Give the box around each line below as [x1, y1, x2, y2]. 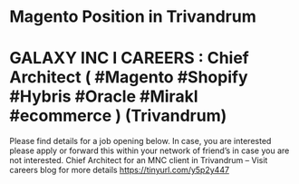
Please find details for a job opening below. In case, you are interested [9, 136, 272, 147]
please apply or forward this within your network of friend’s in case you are [9, 145, 290, 156]
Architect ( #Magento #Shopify [9, 67, 248, 88]
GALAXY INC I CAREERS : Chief [9, 48, 249, 69]
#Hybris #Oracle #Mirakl [9, 86, 198, 107]
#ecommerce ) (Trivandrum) [9, 106, 227, 126]
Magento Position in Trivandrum [9, 6, 256, 27]
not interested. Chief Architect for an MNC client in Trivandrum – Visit [9, 155, 268, 166]
